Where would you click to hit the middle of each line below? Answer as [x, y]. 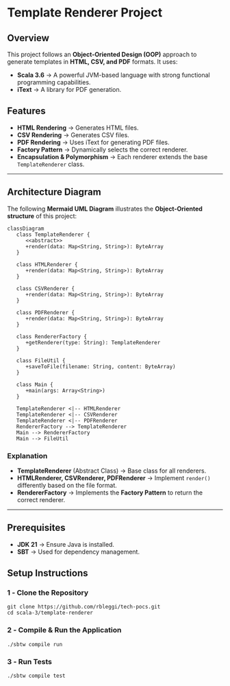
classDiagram [26, 228]
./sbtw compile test [37, 676]
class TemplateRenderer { [53, 235]
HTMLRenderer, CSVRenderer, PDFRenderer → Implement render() [114, 477]
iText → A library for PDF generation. [69, 90]
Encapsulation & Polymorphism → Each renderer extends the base [112, 156]
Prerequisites [36, 528]
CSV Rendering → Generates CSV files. [73, 134]
